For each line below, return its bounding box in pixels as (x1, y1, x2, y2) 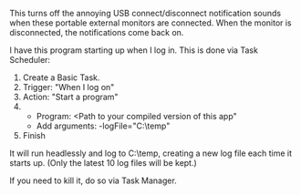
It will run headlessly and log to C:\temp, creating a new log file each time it (9, 148, 292, 159)
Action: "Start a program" (22, 91, 119, 102)
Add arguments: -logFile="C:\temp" (36, 120, 171, 131)
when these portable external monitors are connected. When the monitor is (9, 17, 292, 28)
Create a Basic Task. (22, 72, 100, 83)
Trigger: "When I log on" (22, 82, 115, 92)
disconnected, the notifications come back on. (9, 27, 184, 37)
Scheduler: (9, 55, 51, 65)
